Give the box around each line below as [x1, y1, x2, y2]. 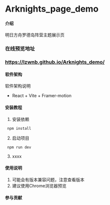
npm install [7, 126, 31, 131]
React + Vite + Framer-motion [12, 93, 72, 99]
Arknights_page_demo [5, 3, 99, 15]
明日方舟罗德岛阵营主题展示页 [5, 32, 64, 38]
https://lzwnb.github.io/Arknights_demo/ [5, 59, 105, 66]
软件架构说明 [5, 83, 31, 89]
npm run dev [7, 145, 31, 150]
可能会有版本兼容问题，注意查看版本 [12, 176, 85, 183]
